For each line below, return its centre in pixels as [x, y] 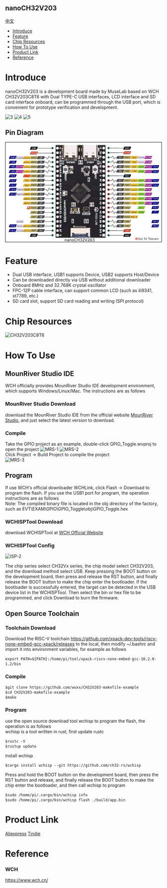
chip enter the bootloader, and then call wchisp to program [65, 785]
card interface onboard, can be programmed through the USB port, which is [83, 102]
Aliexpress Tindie [23, 834]
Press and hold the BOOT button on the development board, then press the [82, 774]
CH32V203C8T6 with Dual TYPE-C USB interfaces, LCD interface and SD [81, 96]
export [12, 659]
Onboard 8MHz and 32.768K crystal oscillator [59, 285]
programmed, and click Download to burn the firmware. [62, 598]
